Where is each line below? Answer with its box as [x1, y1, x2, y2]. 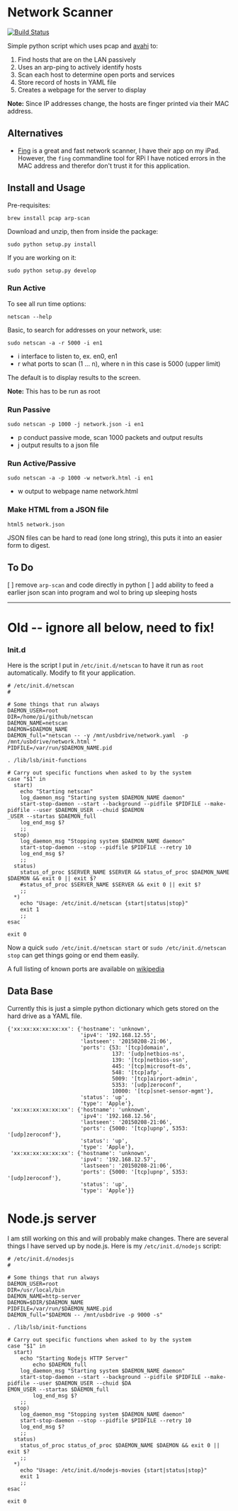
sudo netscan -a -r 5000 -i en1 [7, 339, 103, 347]
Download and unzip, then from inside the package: [7, 227, 159, 235]
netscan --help [7, 313, 52, 320]
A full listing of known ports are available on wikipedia [7, 965, 165, 973]
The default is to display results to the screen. [7, 373, 141, 381]
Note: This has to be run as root [7, 386, 101, 395]
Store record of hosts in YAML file [17, 77, 117, 86]
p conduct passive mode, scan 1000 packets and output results [17, 433, 203, 442]
